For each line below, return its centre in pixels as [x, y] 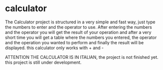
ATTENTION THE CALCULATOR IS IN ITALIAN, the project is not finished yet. [82, 57]
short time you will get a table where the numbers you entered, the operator [81, 37]
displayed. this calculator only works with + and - [54, 48]
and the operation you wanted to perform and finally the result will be [74, 42]
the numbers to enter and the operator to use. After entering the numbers [79, 27]
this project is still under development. [43, 62]
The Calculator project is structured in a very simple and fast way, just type [80, 22]
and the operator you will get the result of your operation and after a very [78, 32]
